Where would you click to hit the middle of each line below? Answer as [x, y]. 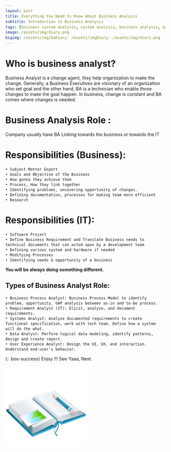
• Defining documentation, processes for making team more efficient [81, 195]
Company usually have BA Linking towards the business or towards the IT [82, 134]
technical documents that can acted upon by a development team [75, 245]
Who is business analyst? [61, 64]
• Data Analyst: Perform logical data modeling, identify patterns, [79, 334]
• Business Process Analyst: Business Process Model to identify [76, 298]
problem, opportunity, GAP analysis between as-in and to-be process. [82, 303]
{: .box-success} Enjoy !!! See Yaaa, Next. [49, 358]
